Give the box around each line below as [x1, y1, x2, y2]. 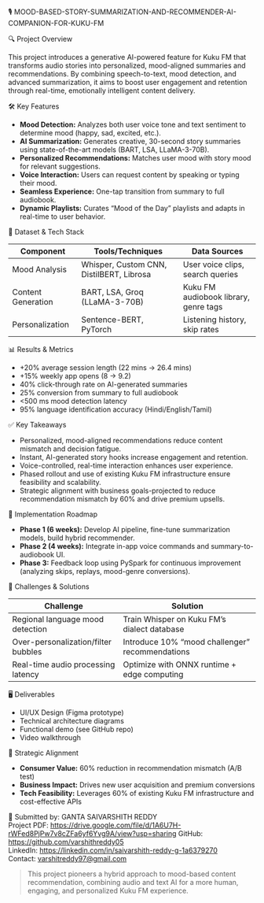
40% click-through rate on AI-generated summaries [19, 379, 188, 389]
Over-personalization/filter [12, 637, 112, 647]
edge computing [123, 669, 184, 679]
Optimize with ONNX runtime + [123, 659, 237, 670]
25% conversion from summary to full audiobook [19, 388, 178, 397]
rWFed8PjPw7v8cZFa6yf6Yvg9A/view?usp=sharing [8, 829, 177, 838]
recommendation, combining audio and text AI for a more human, [27, 878, 239, 886]
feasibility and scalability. [19, 478, 102, 487]
